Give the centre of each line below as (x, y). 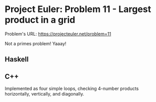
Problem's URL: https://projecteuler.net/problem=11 (58, 34)
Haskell (17, 60)
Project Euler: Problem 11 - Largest (78, 9)
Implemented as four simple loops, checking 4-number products (72, 88)
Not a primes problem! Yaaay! (36, 43)
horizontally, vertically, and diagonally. (44, 94)
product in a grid (40, 20)
